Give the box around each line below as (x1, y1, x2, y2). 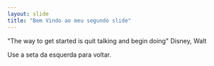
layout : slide (7, 10, 50, 18)
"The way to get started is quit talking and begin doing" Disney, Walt (7, 36, 207, 45)
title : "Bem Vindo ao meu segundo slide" (7, 17, 132, 24)
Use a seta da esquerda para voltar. (7, 50, 112, 59)
